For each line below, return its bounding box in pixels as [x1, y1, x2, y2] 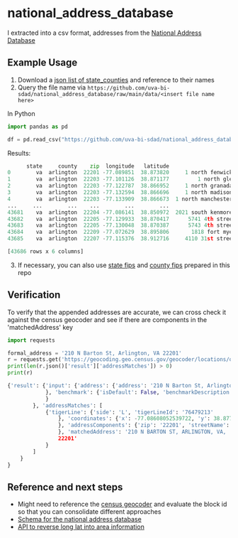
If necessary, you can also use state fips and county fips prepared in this [17, 261, 230, 269]
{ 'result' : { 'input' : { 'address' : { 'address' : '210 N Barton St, [7, 382, 204, 389]
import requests [7, 336, 55, 344]
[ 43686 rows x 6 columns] [7, 248, 84, 255]
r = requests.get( [7, 356, 62, 363]
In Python [7, 109, 35, 118]
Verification [7, 289, 61, 301]
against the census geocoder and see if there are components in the [7, 315, 208, 324]
